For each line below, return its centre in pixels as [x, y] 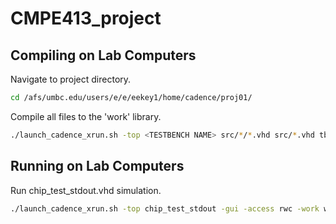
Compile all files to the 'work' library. [86, 116]
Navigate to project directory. [71, 79]
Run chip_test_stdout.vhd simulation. [86, 190]
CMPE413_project [86, 18]
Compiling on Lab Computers [103, 55]
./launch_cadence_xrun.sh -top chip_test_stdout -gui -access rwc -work [165, 208]
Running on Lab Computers [97, 166]
